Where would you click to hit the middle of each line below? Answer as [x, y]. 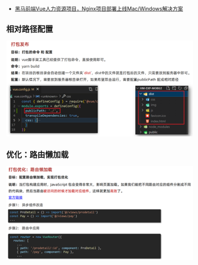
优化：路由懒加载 [37, 154]
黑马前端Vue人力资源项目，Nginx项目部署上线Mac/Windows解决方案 [99, 9]
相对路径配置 [30, 29]
